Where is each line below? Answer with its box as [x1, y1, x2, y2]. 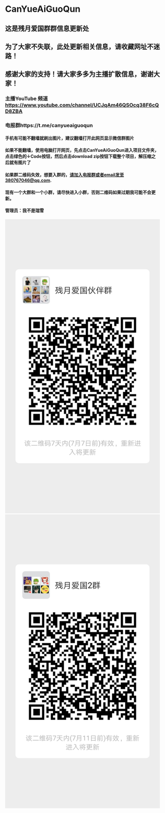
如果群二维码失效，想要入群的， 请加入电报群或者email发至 [5, 171, 124, 178]
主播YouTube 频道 [5, 95, 48, 102]
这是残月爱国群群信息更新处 [5, 24, 89, 33]
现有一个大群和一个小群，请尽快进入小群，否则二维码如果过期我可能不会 [5, 189, 151, 195]
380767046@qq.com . [5, 177, 52, 183]
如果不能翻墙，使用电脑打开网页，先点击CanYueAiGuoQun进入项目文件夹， [5, 147, 159, 153]
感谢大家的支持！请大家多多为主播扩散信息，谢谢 [5, 70, 154, 78]
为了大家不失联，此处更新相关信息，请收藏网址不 [5, 42, 154, 51]
